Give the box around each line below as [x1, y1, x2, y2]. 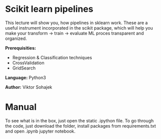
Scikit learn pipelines [5, 3, 94, 15]
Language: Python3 [5, 74, 46, 80]
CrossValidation [12, 60, 45, 66]
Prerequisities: [5, 45, 36, 51]
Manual [5, 102, 37, 113]
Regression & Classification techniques [12, 54, 93, 60]
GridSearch [12, 65, 36, 71]
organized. [5, 35, 27, 41]
